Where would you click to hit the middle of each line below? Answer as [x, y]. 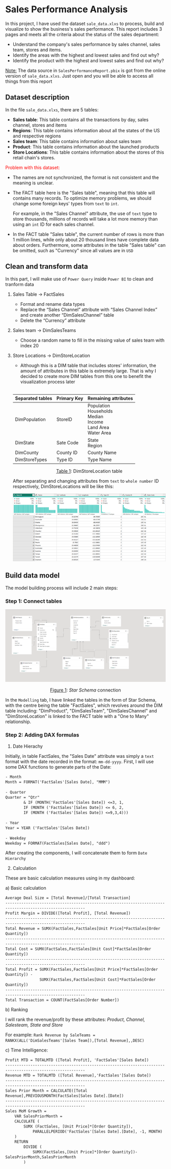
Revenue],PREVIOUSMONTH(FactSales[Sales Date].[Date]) [65, 1096]
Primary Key [70, 398]
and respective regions [37, 136]
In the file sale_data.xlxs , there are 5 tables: [52, 110]
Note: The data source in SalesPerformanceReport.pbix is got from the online [85, 70]
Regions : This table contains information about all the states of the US [86, 130]
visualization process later [48, 381]
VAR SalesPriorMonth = [38, 1116]
